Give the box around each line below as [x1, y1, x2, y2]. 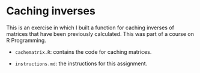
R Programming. [6, 36, 46, 44]
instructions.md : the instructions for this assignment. [14, 60, 148, 67]
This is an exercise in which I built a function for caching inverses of [6, 24, 174, 31]
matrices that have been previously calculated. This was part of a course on [6, 30, 194, 37]
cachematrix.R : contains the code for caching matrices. [14, 48, 152, 55]
